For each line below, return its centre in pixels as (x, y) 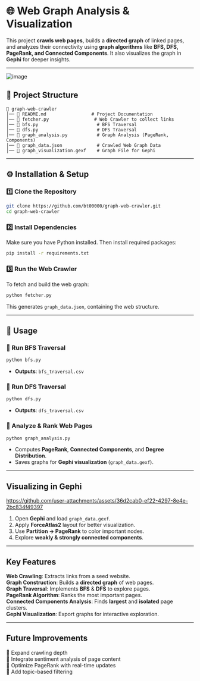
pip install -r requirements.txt (48, 253)
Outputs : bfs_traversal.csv (49, 371)
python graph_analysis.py (38, 438)
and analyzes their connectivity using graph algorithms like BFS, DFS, (92, 46)
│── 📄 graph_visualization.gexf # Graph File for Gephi (81, 150)
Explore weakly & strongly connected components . (79, 538)
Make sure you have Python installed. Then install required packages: (91, 243)
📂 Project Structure (42, 95)
